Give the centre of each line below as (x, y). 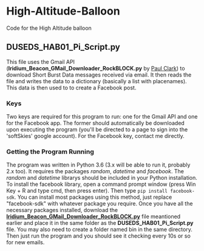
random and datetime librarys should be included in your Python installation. (102, 178)
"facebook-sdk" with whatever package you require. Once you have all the (100, 204)
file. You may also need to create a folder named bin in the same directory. (99, 230)
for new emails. (25, 242)
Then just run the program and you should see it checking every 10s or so (99, 236)
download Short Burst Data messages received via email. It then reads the (99, 75)
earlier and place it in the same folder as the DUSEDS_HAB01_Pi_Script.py (100, 223)
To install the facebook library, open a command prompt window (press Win (101, 184)
